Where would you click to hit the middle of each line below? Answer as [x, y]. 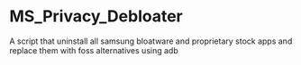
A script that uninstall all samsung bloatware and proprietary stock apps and [151, 41]
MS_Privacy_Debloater [96, 16]
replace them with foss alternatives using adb [94, 50]
